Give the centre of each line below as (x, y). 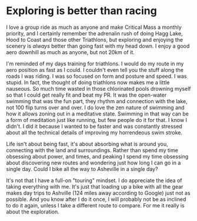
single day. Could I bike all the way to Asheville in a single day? (82, 169)
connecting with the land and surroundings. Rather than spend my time (92, 150)
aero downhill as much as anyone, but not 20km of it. (71, 52)
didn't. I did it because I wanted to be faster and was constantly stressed (94, 126)
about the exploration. (33, 212)
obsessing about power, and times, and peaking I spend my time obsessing (97, 156)
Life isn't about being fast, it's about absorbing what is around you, (87, 144)
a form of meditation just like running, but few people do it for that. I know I (96, 120)
